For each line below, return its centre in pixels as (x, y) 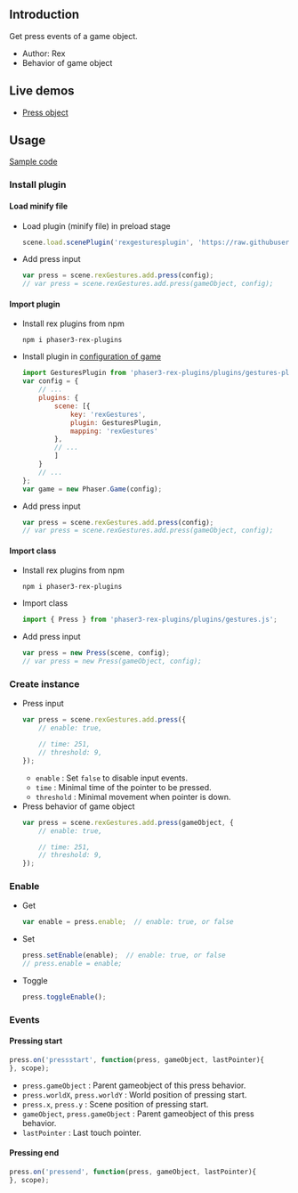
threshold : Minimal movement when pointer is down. (133, 797)
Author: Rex (44, 53)
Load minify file (39, 206)
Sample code (33, 162)
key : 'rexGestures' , (108, 414)
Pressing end (34, 1153)
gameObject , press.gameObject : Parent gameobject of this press (138, 1114)
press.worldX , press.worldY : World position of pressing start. (134, 1094)
